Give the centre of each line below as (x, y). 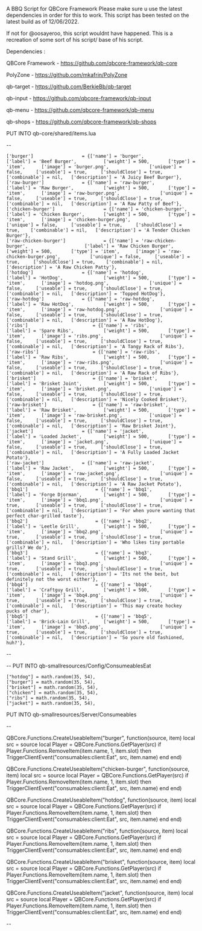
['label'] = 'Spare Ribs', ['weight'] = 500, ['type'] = (101, 331)
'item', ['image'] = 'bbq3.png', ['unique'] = (99, 563)
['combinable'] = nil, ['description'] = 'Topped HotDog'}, (86, 294)
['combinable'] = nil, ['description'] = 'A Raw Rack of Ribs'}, (93, 373)
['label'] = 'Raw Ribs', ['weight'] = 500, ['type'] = (101, 357)
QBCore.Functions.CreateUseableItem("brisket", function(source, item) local (101, 862)
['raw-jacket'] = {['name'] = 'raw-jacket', (80, 463)
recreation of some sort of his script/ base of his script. (75, 40)
